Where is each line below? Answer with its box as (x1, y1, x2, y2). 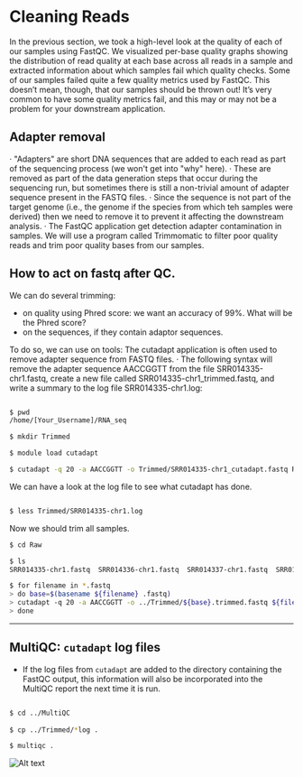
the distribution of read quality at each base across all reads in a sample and (9, 55, 293, 66)
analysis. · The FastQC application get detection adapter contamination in (9, 220, 282, 231)
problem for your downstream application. (9, 103, 166, 114)
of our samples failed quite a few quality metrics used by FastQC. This (9, 74, 271, 85)
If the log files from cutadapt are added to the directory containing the (22, 663, 282, 674)
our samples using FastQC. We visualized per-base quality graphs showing (9, 45, 289, 56)
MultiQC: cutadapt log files (9, 640, 161, 655)
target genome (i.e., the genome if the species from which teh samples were (9, 201, 294, 212)
